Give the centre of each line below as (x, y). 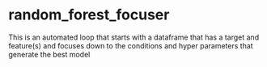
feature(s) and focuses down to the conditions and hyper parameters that (131, 45)
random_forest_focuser (89, 15)
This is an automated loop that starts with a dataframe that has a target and (134, 37)
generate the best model (49, 54)
